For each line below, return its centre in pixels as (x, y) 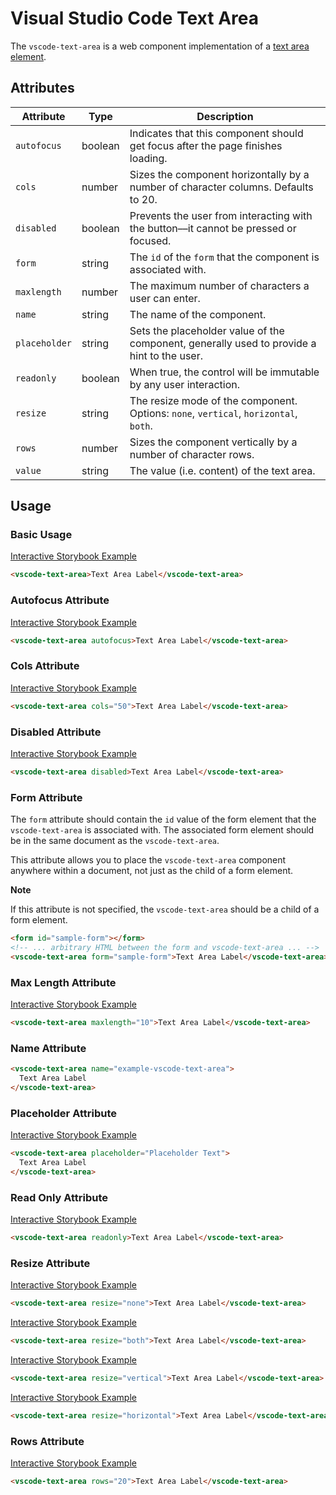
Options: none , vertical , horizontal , (213, 413)
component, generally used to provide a (223, 343)
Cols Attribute (45, 666)
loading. (148, 158)
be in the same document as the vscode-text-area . (115, 841)
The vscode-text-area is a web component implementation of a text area (160, 46)
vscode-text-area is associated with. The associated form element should (162, 830)
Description (225, 116)
